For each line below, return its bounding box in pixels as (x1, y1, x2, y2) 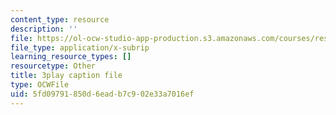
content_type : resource (10, 14, 110, 25)
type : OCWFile (10, 80, 70, 90)
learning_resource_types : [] (10, 52, 132, 62)
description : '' (10, 24, 78, 34)
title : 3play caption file (10, 71, 123, 81)
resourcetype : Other (10, 61, 97, 71)
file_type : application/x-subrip (10, 42, 150, 53)
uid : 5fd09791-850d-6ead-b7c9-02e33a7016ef (10, 89, 195, 99)
